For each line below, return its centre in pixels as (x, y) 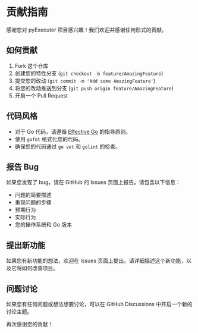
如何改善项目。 (40, 268)
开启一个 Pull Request (41, 95)
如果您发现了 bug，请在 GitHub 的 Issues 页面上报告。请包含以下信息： (94, 183)
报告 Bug (23, 167)
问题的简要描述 (33, 195)
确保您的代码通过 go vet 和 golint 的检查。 (67, 146)
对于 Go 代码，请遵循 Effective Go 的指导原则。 (73, 131)
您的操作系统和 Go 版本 (43, 225)
